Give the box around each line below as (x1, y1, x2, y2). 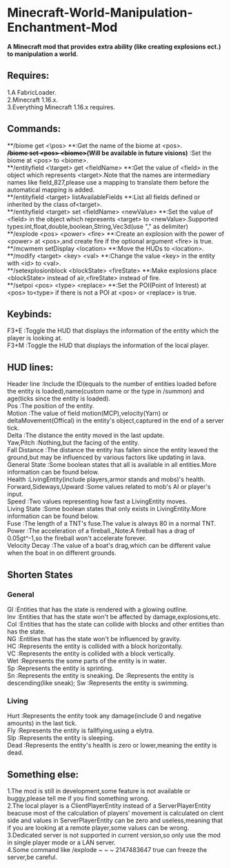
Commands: (7, 123, 61, 135)
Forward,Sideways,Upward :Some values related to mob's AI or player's (7, 483, 211, 491)
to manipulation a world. (7, 50, 79, 58)
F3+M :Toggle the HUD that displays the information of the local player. (7, 341, 210, 350)
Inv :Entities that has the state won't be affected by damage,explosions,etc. (7, 612, 221, 620)
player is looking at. (7, 334, 63, 342)
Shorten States (7, 569, 74, 580)
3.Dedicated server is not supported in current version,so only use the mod (7, 831, 221, 839)
